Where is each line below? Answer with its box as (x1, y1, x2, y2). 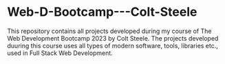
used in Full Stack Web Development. (7, 49, 114, 57)
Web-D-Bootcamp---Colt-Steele (7, 4, 197, 20)
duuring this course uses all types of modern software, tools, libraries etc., (7, 41, 219, 50)
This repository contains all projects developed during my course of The (7, 27, 212, 35)
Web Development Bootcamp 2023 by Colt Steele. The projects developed (7, 34, 219, 42)
